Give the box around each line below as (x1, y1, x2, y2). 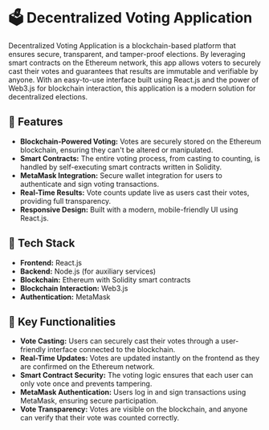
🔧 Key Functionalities (8, 314, 116, 328)
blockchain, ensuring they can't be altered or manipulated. (19, 144, 214, 155)
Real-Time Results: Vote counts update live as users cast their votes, (19, 188, 250, 197)
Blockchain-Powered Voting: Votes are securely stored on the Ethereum (19, 136, 262, 146)
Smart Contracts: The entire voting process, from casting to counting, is (19, 153, 261, 163)
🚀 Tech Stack (8, 237, 75, 250)
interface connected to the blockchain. (47, 345, 176, 355)
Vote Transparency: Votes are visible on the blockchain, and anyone (19, 404, 248, 414)
